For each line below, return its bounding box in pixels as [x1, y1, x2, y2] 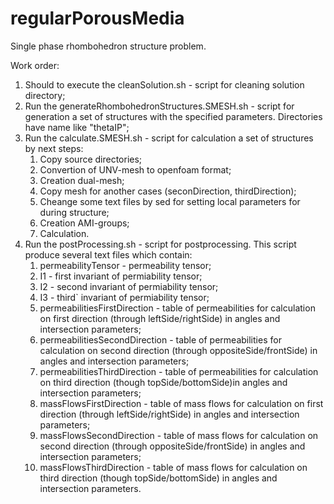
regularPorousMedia [10, 7, 185, 30]
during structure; [39, 206, 110, 218]
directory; [24, 89, 66, 101]
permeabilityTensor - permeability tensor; [39, 259, 212, 271]
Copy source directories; [39, 153, 143, 165]
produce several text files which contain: [24, 248, 193, 261]
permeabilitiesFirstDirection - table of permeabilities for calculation [39, 302, 316, 314]
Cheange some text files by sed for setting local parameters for [39, 195, 301, 207]
